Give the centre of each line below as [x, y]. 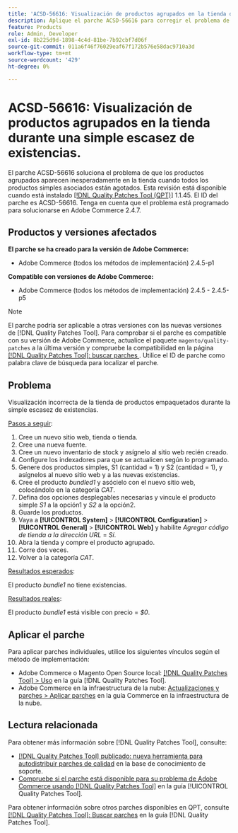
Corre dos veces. [43, 550]
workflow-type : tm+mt [40, 54]
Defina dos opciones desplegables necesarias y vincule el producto [117, 498]
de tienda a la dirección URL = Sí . [67, 535]
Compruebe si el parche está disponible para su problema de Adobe [118, 779]
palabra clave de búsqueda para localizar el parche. [84, 363]
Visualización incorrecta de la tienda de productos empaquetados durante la [119, 402]
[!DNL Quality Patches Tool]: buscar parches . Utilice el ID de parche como [117, 355]
